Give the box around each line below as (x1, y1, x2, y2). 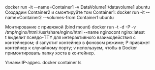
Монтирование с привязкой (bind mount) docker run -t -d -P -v (5, 24, 136, 30)
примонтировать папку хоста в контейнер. (5, 50, 95, 56)
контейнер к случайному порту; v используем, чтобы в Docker (5, 45, 137, 50)
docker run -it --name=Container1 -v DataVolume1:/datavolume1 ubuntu (5, 4, 150, 10)
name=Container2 (5, 15, 42, 20)
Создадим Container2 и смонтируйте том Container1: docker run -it (5, 9, 145, 15)
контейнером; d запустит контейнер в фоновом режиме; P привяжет (5, 40, 150, 46)
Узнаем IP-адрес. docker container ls (5, 60, 82, 65)
